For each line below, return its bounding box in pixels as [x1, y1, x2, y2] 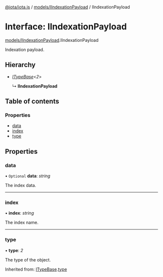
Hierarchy [5, 61, 36, 69]
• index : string [5, 210, 34, 216]
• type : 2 [5, 247, 23, 253]
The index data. [5, 183, 36, 188]
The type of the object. [5, 257, 51, 262]
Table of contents [5, 97, 59, 106]
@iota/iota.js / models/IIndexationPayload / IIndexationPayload [5, 4, 130, 10]
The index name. [5, 220, 39, 225]
